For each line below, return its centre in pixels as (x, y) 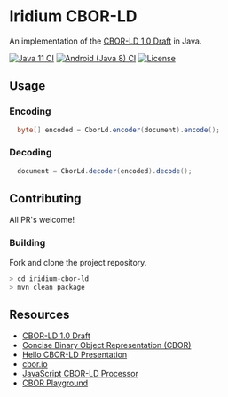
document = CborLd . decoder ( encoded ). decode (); (105, 171)
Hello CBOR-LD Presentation (75, 355)
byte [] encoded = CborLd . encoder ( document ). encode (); (118, 130)
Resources (39, 314)
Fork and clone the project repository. (78, 262)
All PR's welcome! (42, 220)
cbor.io (35, 364)
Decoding (31, 153)
